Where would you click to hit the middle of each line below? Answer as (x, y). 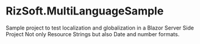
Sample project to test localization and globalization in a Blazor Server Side (100, 28)
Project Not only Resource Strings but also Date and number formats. (93, 34)
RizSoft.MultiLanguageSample (85, 11)
